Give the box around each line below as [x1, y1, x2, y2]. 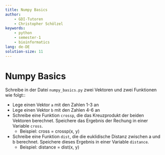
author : [5, 12, 21, 17]
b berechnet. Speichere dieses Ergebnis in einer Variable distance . [12, 139, 149, 145]
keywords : [5, 26, 26, 31]
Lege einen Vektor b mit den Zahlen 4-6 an [12, 107, 100, 113]
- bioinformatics [14, 40, 50, 45]
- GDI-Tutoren [14, 16, 43, 21]
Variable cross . [12, 123, 43, 129]
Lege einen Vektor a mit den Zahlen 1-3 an [12, 102, 99, 108]
